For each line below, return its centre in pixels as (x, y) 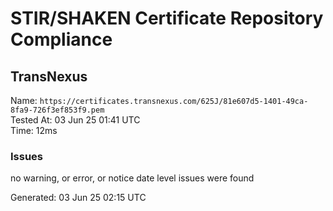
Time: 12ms (34, 130)
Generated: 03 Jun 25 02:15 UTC (78, 198)
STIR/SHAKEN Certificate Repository (167, 18)
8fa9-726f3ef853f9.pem (57, 110)
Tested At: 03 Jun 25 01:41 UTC (75, 120)
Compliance (61, 39)
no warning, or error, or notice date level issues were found (132, 178)
